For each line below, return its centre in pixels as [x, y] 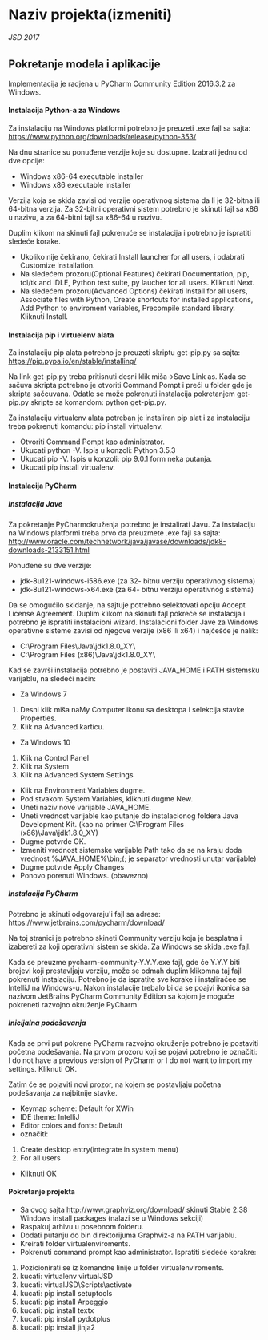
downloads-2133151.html [49, 550]
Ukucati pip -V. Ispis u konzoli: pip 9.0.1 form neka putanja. [116, 459]
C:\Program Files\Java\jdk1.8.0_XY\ [78, 646]
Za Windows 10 [45, 742]
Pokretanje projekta [42, 1192]
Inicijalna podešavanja [47, 1023]
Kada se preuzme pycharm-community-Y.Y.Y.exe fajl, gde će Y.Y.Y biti [124, 962]
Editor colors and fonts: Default [71, 1125]
